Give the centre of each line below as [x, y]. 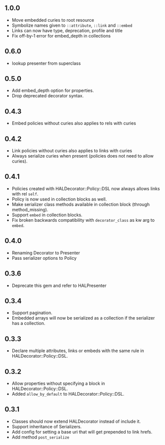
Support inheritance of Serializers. [47, 426]
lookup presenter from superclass [46, 63]
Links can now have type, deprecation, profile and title [67, 30]
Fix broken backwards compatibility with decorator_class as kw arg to [83, 220]
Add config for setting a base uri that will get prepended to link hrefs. [82, 432]
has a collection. [28, 324]
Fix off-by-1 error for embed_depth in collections [61, 36]
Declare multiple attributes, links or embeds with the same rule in [78, 351]
